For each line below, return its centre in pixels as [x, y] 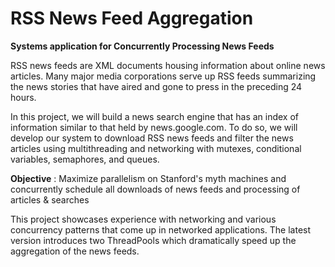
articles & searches [50, 199]
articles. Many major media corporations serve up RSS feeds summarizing [163, 76]
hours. [23, 97]
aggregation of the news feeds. [75, 251]
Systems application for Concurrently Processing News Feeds [142, 46]
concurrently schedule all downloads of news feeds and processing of [155, 189]
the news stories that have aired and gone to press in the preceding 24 [156, 86]
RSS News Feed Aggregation [132, 18]
